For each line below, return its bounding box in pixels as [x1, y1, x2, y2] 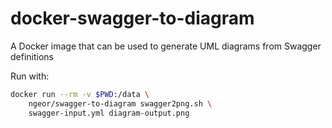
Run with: [10, 70, 50, 82]
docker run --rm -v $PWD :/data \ [10, 89, 150, 99]
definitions [10, 50, 54, 62]
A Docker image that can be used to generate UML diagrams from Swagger [10, 40, 322, 52]
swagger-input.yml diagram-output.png [28, 108, 190, 118]
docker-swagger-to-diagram [10, 7, 255, 30]
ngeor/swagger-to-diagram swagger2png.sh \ [28, 98, 213, 109]
